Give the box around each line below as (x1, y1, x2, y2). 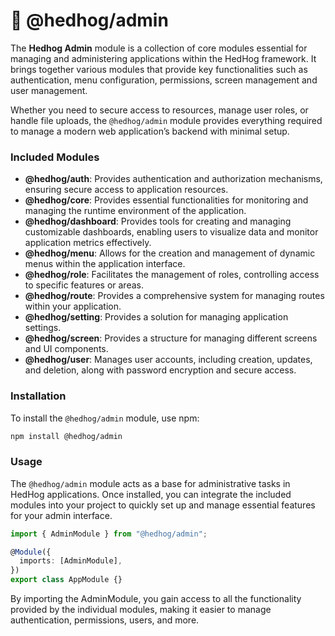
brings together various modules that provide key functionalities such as (10, 63, 308, 75)
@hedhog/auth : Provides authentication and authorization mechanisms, (24, 173, 323, 185)
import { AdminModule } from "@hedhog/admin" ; (10, 529, 208, 539)
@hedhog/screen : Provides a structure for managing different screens (24, 332, 318, 344)
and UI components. (24, 343, 109, 355)
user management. (10, 84, 88, 96)
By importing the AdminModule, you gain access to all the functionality (10, 593, 302, 605)
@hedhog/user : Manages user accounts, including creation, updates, (24, 354, 313, 366)
